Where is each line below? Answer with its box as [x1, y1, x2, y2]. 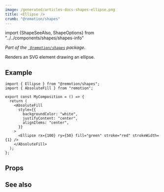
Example [5, 68, 32, 77]
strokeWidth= [132, 133, 160, 138]
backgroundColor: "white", [23, 112, 78, 117]
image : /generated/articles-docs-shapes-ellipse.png [5, 7, 115, 12]
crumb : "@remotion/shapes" [5, 16, 60, 21]
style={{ [18, 107, 36, 112]
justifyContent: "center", [23, 116, 78, 121]
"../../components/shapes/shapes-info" [5, 35, 84, 41]
